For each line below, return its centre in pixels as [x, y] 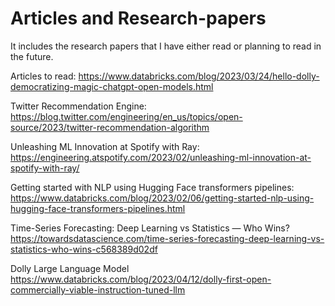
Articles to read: [43, 76]
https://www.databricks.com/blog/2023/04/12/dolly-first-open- [141, 279]
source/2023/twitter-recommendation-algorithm [110, 127]
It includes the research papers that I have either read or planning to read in [166, 46]
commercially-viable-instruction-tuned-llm [98, 289]
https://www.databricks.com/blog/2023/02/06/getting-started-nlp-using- [162, 198]
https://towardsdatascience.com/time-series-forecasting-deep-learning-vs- [167, 238]
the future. [32, 56]
